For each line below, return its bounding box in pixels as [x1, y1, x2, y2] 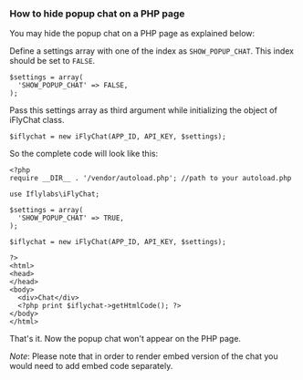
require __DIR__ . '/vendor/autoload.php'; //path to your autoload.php [9, 174, 292, 183]
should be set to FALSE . [9, 56, 96, 67]
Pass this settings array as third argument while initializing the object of [9, 105, 278, 116]
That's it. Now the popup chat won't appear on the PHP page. [9, 334, 242, 344]
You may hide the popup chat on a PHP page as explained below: [9, 28, 256, 39]
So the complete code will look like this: [9, 149, 158, 159]
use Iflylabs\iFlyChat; [9, 190, 100, 199]
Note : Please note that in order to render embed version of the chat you [9, 351, 278, 362]
